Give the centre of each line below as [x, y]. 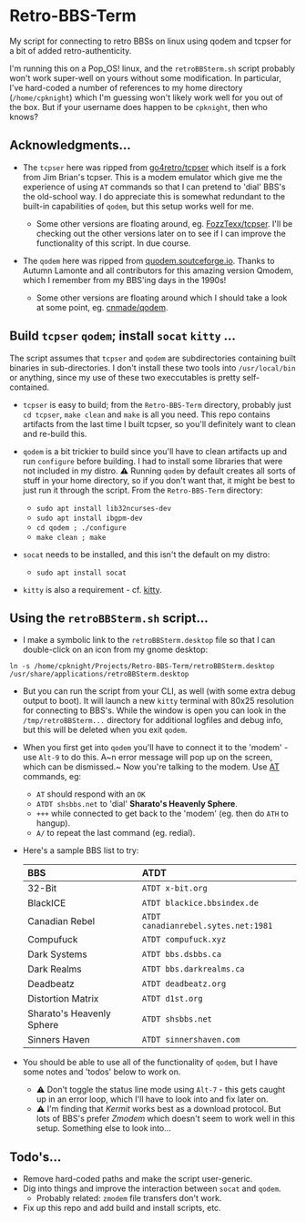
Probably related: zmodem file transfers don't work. [129, 1198]
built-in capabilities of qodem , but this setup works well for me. [138, 206]
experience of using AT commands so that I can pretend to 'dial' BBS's [154, 187]
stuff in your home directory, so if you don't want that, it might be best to [159, 480]
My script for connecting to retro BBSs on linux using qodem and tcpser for [150, 41]
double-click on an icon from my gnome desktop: [115, 650]
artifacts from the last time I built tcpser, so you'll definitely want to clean [159, 423]
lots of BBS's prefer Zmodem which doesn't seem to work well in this [166, 1119]
